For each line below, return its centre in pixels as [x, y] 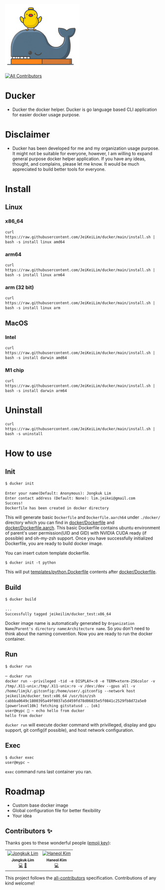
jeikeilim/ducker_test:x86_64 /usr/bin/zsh [50, 696]
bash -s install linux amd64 [35, 242]
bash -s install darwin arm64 [36, 391]
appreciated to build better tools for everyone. [59, 169]
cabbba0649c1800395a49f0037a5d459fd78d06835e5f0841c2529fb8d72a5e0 [76, 701]
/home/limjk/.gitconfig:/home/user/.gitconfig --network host [70, 691]
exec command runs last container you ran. [49, 771]
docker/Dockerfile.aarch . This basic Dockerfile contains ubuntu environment [82, 528]
